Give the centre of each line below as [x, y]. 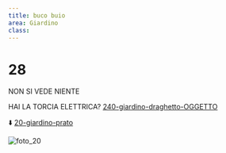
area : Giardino [33, 23]
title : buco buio [37, 15]
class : [19, 30]
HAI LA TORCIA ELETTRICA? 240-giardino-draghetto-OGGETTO [113, 107]
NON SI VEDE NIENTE [44, 91]
